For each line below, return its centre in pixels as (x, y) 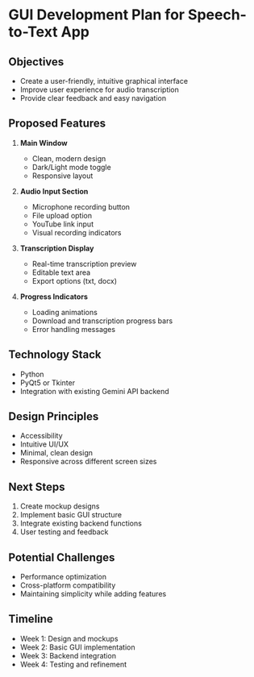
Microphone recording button (81, 206)
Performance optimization (63, 577)
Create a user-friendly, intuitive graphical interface (104, 81)
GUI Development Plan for (97, 15)
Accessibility (41, 436)
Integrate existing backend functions (81, 523)
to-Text (33, 32)
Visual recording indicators (77, 232)
